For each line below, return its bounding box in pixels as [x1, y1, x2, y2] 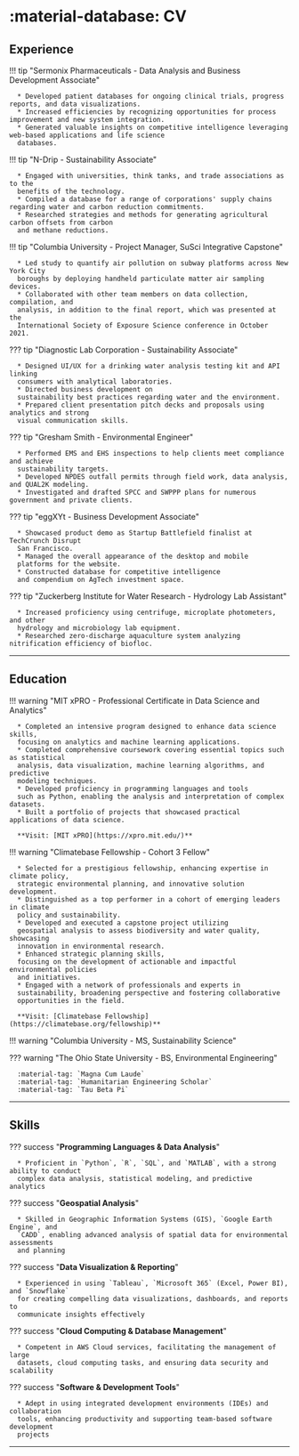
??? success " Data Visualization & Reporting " [9, 1261, 180, 1272]
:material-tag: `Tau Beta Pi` [17, 1085, 129, 1094]
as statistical [9, 753, 66, 762]
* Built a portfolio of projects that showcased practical [17, 807, 241, 816]
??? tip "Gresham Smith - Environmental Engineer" [9, 432, 194, 442]
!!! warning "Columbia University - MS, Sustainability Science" [9, 1035, 238, 1046]
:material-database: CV [9, 6, 187, 27]
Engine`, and [9, 1222, 58, 1232]
